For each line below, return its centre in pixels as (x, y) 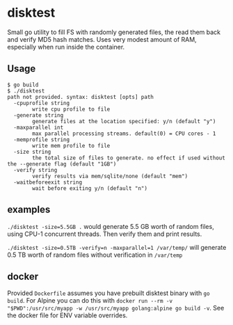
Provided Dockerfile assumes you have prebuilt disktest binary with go (109, 293)
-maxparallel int (39, 127)
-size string (32, 152)
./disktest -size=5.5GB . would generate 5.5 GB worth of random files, (111, 226)
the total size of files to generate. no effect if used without (129, 158)
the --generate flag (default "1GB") (62, 164)
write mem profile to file (71, 145)
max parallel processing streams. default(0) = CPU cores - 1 (124, 134)
